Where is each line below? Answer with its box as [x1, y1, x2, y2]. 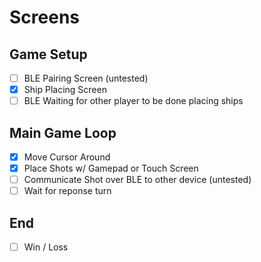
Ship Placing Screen [23, 84, 107, 96]
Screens [9, 6, 80, 29]
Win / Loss [23, 241, 69, 253]
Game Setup [9, 46, 88, 63]
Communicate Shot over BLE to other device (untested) [23, 174, 252, 186]
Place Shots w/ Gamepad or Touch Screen [23, 162, 199, 175]
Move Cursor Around [23, 151, 111, 163]
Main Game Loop [9, 124, 117, 141]
